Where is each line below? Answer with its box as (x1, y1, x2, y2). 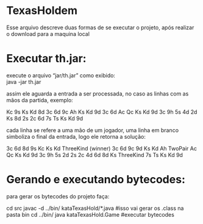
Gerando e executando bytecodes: (6, 173, 186, 186)
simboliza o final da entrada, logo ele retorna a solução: (6, 133, 146, 140)
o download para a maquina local (6, 30, 90, 37)
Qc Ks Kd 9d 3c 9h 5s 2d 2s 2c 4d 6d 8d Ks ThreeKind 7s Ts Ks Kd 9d (6, 151, 183, 158)
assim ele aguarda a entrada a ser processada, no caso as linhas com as (6, 89, 189, 97)
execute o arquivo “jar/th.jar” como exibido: (6, 71, 116, 79)
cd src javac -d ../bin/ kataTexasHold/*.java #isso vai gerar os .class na (6, 205, 184, 212)
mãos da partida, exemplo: (6, 96, 73, 103)
